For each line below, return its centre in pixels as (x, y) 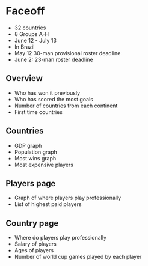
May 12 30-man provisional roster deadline (67, 53)
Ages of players (34, 250)
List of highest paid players (48, 204)
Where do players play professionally (60, 238)
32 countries (30, 28)
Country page (32, 223)
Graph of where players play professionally (68, 198)
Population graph (36, 152)
